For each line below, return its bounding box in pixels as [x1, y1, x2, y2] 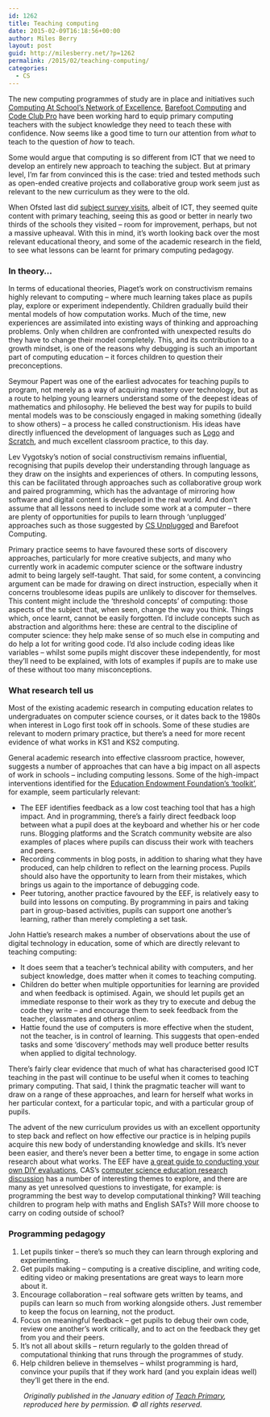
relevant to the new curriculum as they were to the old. [8, 186, 190, 196]
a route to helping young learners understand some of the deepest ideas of [8, 393, 258, 403]
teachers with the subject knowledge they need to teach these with [8, 119, 232, 129]
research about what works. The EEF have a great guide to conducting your [8, 1157, 260, 1166]
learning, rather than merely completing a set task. [19, 915, 188, 924]
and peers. [19, 846, 56, 856]
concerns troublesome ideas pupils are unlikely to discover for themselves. [8, 587, 258, 597]
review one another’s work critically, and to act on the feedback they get [19, 1323, 260, 1333]
